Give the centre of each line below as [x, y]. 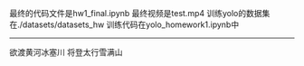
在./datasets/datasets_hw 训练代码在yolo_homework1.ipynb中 [124, 24]
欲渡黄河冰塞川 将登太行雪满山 [66, 52]
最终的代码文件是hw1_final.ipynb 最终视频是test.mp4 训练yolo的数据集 [140, 13]
